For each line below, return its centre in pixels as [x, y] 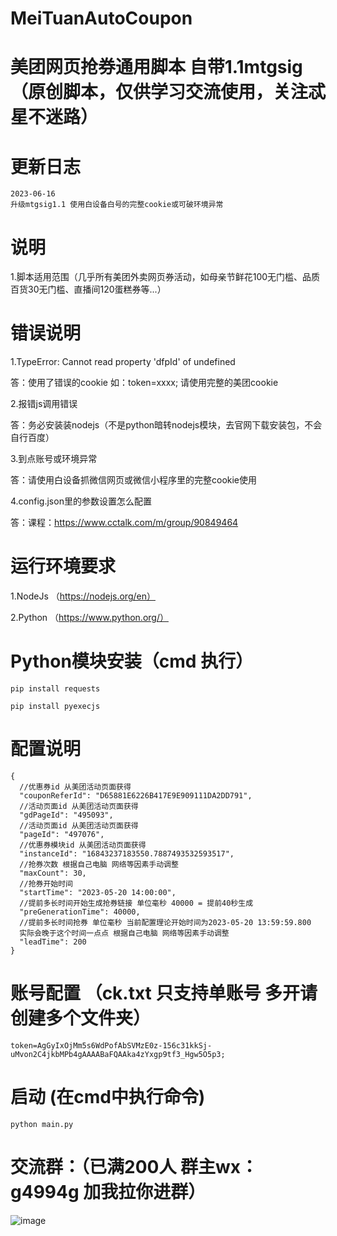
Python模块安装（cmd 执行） [132, 661]
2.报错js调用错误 [44, 404]
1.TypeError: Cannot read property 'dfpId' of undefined [123, 362]
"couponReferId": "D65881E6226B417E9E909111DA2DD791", [136, 796]
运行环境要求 [63, 566]
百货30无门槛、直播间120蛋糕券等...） [88, 289]
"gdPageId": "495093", [66, 815]
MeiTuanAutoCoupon [101, 18]
